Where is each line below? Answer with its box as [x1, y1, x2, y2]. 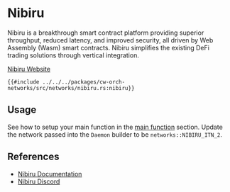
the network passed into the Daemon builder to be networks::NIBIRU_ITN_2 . [7, 130, 222, 139]
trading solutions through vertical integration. [7, 51, 140, 60]
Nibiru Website [7, 64, 51, 73]
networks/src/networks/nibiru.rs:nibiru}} [7, 84, 135, 91]
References [7, 151, 60, 163]
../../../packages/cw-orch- [42, 78, 126, 86]
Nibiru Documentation [17, 169, 82, 178]
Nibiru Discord [17, 177, 60, 186]
